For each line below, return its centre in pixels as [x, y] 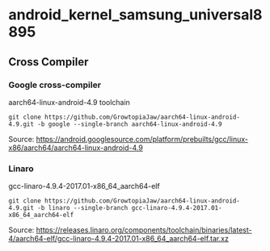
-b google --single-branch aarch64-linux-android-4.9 [130, 124]
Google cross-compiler [55, 85]
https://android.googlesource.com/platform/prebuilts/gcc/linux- [142, 139]
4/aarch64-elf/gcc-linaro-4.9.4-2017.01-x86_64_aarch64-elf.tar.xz [118, 239]
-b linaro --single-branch [83, 208]
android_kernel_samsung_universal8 [135, 15]
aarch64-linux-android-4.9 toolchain [70, 102]
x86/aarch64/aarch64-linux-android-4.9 [76, 148]
